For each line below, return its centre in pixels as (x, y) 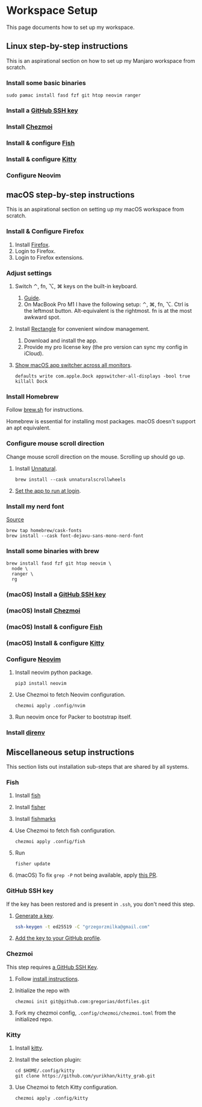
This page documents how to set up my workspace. (71, 27)
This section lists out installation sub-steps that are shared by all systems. (98, 766)
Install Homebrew (32, 396)
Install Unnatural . (36, 468)
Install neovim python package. (54, 672)
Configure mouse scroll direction (55, 443)
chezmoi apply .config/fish (50, 842)
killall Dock (31, 382)
